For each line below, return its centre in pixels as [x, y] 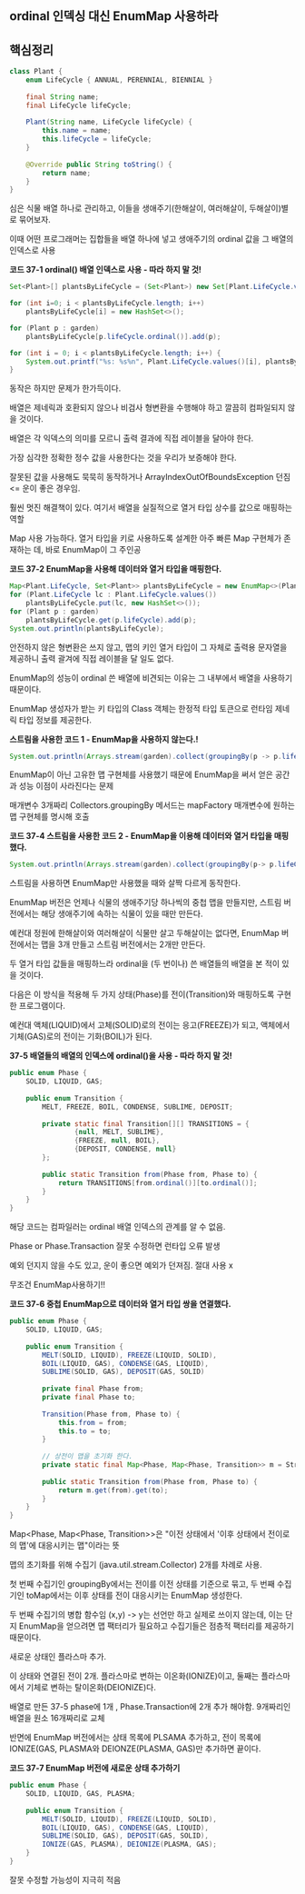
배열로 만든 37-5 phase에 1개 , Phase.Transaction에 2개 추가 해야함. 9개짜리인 [150, 1707]
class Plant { [36, 72]
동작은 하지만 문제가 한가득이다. [65, 388]
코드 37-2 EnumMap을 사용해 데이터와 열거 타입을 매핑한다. [116, 569]
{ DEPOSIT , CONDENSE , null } [125, 1149]
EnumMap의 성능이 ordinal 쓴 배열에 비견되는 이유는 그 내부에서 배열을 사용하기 [151, 678]
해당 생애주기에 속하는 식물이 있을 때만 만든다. [122, 914]
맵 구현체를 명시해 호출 [49, 817]
